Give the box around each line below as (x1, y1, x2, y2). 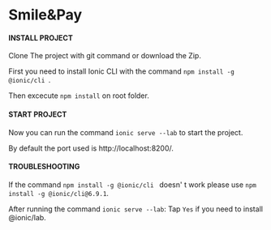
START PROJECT (8, 109, 67, 119)
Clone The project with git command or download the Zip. (8, 51, 201, 61)
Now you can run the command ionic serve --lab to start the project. (8, 127, 243, 137)
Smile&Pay (8, 6, 83, 24)
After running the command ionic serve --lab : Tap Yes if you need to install (8, 204, 264, 214)
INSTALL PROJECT (8, 32, 73, 42)
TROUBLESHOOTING (8, 162, 80, 172)
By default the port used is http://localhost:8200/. (8, 143, 174, 153)
